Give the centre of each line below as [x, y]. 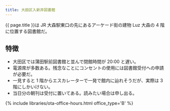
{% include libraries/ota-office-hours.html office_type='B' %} [69, 103]
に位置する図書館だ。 [27, 31]
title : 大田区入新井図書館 [30, 10]
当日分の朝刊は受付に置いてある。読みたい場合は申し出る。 [75, 93]
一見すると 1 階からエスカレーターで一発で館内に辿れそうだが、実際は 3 [88, 81]
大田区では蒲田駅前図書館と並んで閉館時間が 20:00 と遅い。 [76, 62]
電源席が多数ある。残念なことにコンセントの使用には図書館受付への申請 [88, 68]
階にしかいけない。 [33, 87]
